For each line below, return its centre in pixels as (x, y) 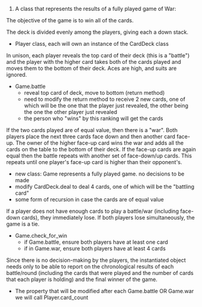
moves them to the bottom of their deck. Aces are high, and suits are (91, 68)
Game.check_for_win (41, 236)
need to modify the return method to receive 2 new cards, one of (105, 99)
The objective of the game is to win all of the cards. (70, 20)
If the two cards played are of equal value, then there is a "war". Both (92, 130)
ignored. (17, 74)
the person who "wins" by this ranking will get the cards (93, 118)
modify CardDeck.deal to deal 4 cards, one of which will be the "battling (105, 187)
